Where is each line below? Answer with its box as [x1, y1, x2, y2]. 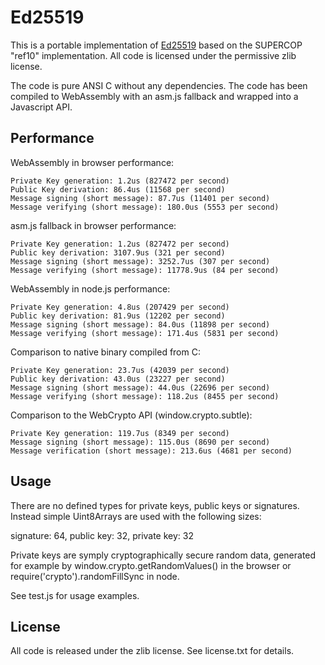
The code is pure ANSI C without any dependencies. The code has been [10, 79, 308, 91]
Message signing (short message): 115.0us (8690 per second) [10, 437, 271, 447]
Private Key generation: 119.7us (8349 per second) [10, 428, 230, 438]
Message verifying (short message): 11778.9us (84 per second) [10, 265, 280, 275]
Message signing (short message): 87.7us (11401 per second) [10, 193, 271, 203]
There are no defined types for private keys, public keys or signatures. [10, 499, 300, 511]
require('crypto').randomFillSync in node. [10, 570, 180, 582]
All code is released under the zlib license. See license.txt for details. [10, 645, 295, 657]
